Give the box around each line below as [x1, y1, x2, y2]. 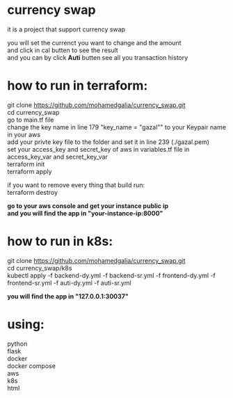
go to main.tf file [7, 116, 54, 124]
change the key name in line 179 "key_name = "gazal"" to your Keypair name [7, 122, 226, 131]
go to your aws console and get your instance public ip [7, 201, 169, 210]
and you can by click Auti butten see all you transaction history [7, 53, 188, 61]
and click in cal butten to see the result [7, 46, 118, 54]
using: [7, 317, 45, 332]
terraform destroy [7, 188, 58, 196]
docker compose [7, 361, 56, 370]
